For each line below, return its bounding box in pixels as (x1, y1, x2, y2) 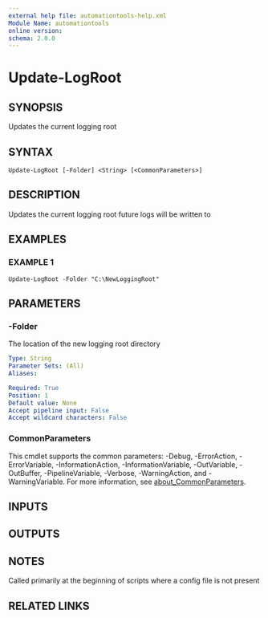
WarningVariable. (8, 477, 66, 486)
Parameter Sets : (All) (8, 362, 84, 370)
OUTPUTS (8, 527, 60, 541)
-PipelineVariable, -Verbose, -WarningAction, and (43, 468, 207, 478)
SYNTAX (8, 145, 54, 159)
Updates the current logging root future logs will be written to (8, 209, 211, 219)
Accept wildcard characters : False (8, 414, 128, 422)
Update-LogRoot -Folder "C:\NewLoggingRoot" (8, 274, 160, 283)
